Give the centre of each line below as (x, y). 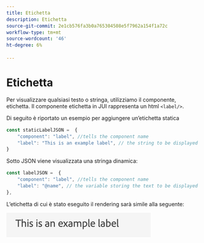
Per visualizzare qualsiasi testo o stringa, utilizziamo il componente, (91, 99)
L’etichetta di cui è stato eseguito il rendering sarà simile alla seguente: (95, 204)
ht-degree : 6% (24, 45)
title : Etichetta (28, 13)
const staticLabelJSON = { (42, 130)
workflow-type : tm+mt (34, 32)
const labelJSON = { (34, 173)
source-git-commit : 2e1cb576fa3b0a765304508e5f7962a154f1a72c (87, 26)
